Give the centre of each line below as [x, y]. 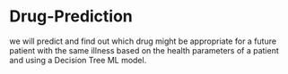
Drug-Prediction [71, 16]
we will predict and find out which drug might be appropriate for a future [143, 41]
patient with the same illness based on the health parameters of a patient [144, 50]
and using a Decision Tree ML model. [78, 60]
